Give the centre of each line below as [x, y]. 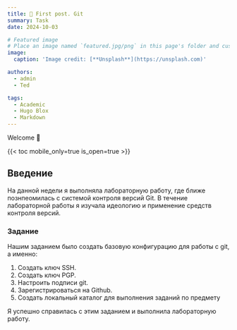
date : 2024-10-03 [33, 27]
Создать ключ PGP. [47, 275]
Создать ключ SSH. [47, 268]
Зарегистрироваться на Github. [65, 291]
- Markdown [30, 118]
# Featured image [33, 39]
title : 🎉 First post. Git [45, 14]
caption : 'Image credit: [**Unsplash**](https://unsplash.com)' [110, 60]
